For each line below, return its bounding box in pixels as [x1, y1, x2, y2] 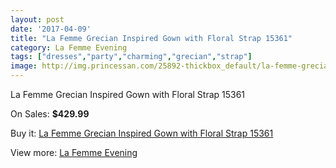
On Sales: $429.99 [10, 108, 90, 120]
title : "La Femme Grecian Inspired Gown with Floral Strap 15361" [10, 33, 293, 43]
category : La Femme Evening [10, 42, 128, 53]
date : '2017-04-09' [10, 24, 92, 34]
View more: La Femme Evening [10, 147, 138, 158]
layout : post [10, 14, 65, 25]
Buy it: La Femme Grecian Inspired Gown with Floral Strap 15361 [10, 127, 274, 139]
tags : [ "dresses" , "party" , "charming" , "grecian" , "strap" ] [10, 52, 253, 62]
